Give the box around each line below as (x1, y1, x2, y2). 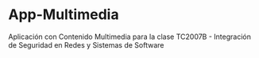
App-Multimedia (8, 6, 119, 24)
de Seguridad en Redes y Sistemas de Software (8, 40, 164, 49)
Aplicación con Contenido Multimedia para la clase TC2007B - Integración (8, 32, 252, 41)
